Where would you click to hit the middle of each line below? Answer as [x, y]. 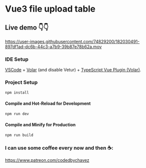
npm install [17, 92]
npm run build [19, 135]
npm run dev [17, 114]
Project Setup [21, 83]
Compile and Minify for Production [40, 125]
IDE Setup [17, 59]
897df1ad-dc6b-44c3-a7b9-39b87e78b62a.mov [53, 47]
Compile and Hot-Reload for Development [48, 103]
